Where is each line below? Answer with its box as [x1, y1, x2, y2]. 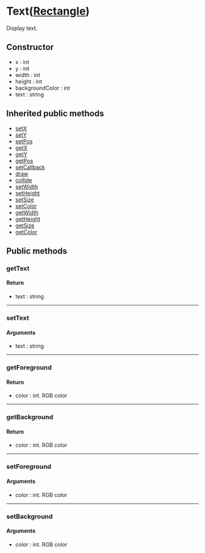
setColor [15, 202, 37, 210]
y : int [15, 65, 29, 72]
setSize [15, 196, 34, 203]
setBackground [6, 512, 53, 521]
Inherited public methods [6, 109, 104, 119]
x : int [15, 58, 29, 65]
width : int [15, 71, 41, 79]
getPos [15, 157, 34, 164]
